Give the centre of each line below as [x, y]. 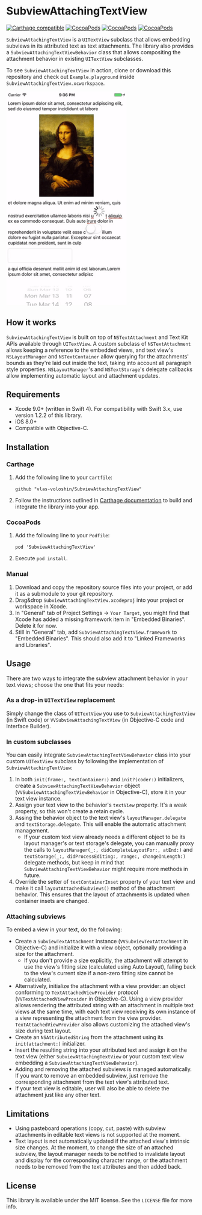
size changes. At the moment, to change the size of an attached [94, 1148]
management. [32, 831]
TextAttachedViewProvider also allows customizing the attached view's [103, 1025]
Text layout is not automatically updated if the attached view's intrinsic [102, 1141]
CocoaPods [23, 522]
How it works [31, 323]
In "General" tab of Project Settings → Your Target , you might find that [102, 613]
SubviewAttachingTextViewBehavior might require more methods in [106, 869]
